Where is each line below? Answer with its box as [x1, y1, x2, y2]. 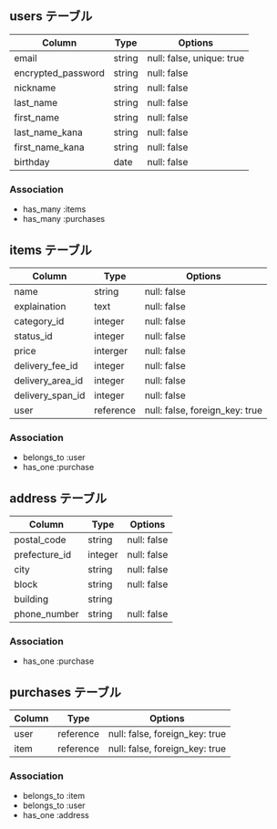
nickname [14, 81, 56, 94]
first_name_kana [14, 141, 85, 153]
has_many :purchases [22, 214, 106, 225]
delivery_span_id [14, 389, 86, 402]
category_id [14, 314, 65, 327]
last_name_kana [14, 126, 84, 139]
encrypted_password [14, 67, 105, 79]
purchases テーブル [9, 684, 121, 700]
